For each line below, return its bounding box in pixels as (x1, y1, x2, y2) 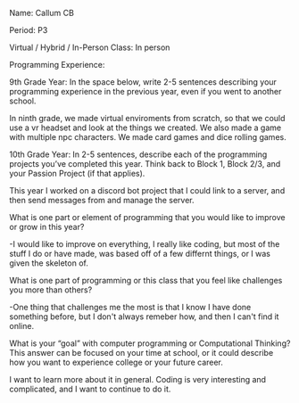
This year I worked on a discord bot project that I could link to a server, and (9, 185, 286, 195)
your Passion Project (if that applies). (9, 169, 145, 178)
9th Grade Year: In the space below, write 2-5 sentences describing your (9, 77, 277, 87)
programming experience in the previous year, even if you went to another (9, 86, 282, 96)
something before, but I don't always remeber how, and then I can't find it (9, 311, 279, 322)
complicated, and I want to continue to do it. (9, 383, 171, 394)
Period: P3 (9, 25, 48, 35)
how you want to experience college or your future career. (9, 357, 223, 367)
